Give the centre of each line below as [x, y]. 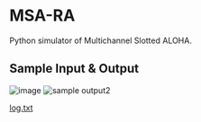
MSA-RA [42, 16]
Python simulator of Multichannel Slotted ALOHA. [100, 40]
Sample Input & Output [74, 69]
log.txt [21, 108]
